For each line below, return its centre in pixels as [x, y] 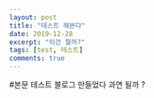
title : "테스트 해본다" [47, 26]
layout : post [33, 17]
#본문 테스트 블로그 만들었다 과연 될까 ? [77, 84]
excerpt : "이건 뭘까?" [47, 42]
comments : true [37, 58]
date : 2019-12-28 [41, 34]
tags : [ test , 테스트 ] [46, 50]
